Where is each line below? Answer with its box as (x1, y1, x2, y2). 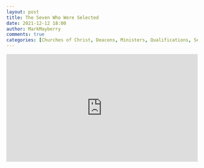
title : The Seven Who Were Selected (6, 15, 99, 21)
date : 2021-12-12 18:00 (6, 20, 67, 26)
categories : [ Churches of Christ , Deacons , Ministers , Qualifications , (6, 37, 191, 43)
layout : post (6, 8, 39, 15)
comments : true (6, 32, 45, 38)
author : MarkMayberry (6, 25, 61, 32)
